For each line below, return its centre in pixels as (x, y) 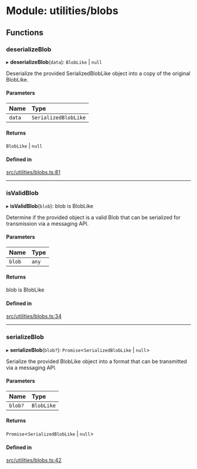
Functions (25, 33)
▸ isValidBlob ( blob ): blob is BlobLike (50, 206)
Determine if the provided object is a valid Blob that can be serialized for (93, 217)
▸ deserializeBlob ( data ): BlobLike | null (54, 62)
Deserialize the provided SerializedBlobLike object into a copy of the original (98, 73)
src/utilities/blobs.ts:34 (34, 316)
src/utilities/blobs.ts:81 (33, 172)
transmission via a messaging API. (47, 223)
